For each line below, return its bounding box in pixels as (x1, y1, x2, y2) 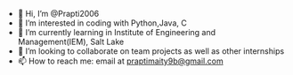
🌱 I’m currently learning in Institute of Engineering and (17, 27, 216, 37)
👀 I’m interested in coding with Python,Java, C (17, 18, 187, 28)
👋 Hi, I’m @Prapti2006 (17, 9, 100, 19)
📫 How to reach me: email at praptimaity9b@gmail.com (17, 56, 224, 66)
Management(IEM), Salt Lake (17, 36, 125, 47)
